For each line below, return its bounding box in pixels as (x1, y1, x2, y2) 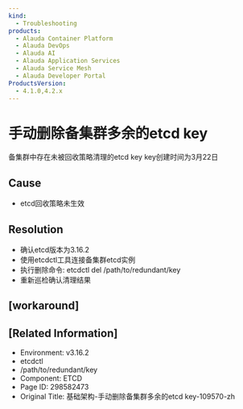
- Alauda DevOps (15, 42, 70, 50)
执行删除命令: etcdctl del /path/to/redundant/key (19, 265, 181, 274)
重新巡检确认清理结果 (19, 275, 91, 285)
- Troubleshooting (15, 19, 78, 27)
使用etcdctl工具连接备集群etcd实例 (19, 255, 136, 265)
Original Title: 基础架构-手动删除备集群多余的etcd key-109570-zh (19, 392, 236, 402)
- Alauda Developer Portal (15, 72, 106, 80)
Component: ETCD (19, 374, 83, 383)
